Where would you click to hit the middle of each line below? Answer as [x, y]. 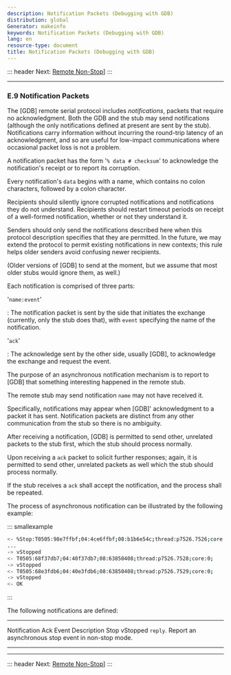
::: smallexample [30, 527]
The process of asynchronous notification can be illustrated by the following [115, 506]
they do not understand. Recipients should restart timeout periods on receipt [115, 209]
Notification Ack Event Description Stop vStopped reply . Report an [102, 630]
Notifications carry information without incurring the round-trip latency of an [115, 133]
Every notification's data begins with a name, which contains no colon [106, 181]
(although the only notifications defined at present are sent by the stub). [109, 125]
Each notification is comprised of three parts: [71, 286]
